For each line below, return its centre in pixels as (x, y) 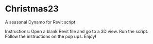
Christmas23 (32, 9)
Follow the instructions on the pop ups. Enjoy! (51, 36)
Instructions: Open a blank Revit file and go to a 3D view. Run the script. (77, 31)
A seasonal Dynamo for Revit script (40, 22)
